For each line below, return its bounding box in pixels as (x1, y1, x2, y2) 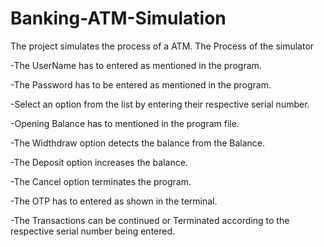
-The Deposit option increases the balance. (10, 156, 188, 168)
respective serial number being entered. (10, 225, 176, 237)
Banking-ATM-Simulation (10, 7, 227, 30)
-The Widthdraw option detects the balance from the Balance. (10, 137, 266, 149)
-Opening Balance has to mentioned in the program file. (10, 117, 240, 129)
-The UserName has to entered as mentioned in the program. (10, 59, 262, 71)
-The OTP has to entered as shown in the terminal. (10, 195, 218, 207)
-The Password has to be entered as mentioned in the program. (10, 78, 272, 91)
